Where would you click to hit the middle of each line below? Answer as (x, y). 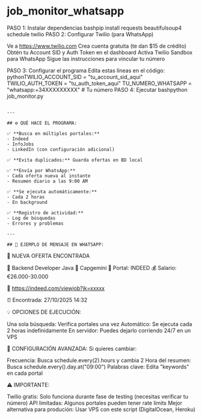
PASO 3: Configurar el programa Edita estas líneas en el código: (86, 70)
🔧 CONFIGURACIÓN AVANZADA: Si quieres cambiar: (72, 348)
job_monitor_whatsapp (66, 11)
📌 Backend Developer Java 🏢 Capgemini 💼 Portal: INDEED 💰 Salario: (92, 267)
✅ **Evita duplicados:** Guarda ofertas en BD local (75, 160)
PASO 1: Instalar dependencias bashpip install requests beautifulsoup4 (94, 28)
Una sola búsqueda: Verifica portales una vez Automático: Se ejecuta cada (100, 324)
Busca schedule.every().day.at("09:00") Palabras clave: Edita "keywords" (98, 366)
